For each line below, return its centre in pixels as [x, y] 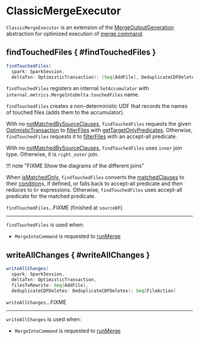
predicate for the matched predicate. [51, 196]
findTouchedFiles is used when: [45, 225]
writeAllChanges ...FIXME [36, 302]
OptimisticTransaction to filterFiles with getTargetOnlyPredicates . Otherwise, [99, 130]
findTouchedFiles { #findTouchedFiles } [81, 53]
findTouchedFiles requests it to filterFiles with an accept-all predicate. [92, 136]
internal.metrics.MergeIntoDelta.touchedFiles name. [73, 95]
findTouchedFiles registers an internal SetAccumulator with [78, 88]
